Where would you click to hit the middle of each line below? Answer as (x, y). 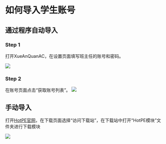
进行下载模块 (27, 126)
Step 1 (13, 44)
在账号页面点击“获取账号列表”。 (38, 90)
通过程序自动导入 (31, 30)
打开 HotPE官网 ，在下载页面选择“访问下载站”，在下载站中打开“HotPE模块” (81, 120)
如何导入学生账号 (40, 10)
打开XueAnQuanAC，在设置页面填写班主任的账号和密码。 (64, 56)
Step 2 (13, 79)
